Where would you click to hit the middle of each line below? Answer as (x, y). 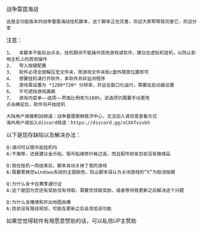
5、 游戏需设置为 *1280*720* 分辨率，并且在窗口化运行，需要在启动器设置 (91, 85)
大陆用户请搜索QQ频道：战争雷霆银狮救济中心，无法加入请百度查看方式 (82, 116)
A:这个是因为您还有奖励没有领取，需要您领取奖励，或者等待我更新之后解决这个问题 (95, 190)
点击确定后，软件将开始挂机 (36, 105)
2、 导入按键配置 (27, 66)
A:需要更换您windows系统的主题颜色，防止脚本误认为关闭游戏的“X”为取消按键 (91, 172)
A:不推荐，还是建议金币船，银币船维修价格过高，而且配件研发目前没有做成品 (88, 154)
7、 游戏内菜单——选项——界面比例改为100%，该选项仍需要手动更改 (78, 98)
